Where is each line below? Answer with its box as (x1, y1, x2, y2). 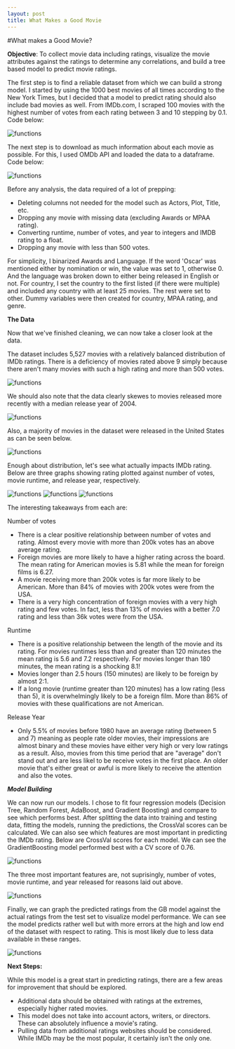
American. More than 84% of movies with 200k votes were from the (17, 582, 215, 591)
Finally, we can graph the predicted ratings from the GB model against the (7, 904, 221, 913)
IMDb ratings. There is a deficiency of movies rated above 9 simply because (7, 357, 228, 366)
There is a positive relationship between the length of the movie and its (17, 639, 223, 648)
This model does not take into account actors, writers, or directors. (17, 1011, 211, 1020)
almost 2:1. (17, 676, 49, 685)
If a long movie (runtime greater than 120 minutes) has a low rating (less (17, 684, 226, 693)
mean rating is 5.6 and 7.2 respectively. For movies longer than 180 (17, 654, 210, 663)
